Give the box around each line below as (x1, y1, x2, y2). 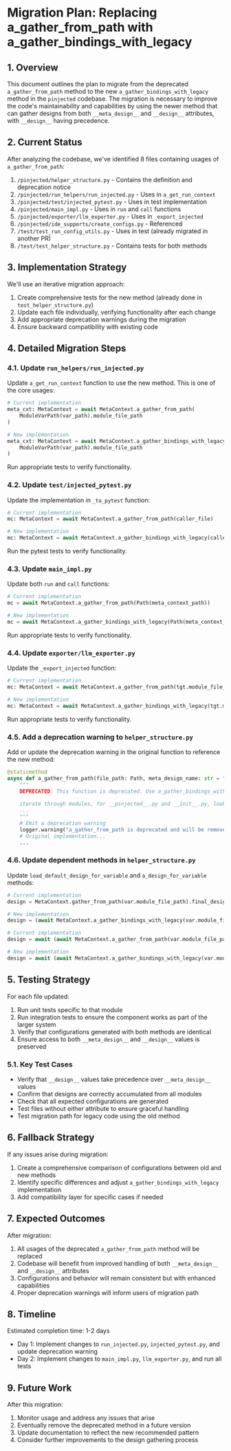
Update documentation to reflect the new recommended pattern (16, 1428, 199, 1437)
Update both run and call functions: (7, 580, 110, 588)
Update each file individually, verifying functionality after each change (16, 308, 217, 316)
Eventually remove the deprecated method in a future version (16, 1421, 191, 1430)
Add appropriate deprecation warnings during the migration (16, 315, 186, 324)
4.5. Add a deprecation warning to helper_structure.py (7, 732, 194, 742)
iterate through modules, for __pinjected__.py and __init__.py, (19, 800, 211, 808)
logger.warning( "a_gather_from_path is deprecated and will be (19, 826, 205, 833)
